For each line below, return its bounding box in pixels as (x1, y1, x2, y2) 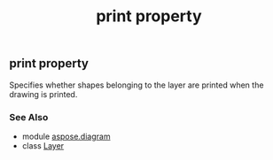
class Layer (21, 140, 65, 151)
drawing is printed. (9, 88, 78, 99)
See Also (9, 110, 49, 123)
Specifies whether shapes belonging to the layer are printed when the (9, 80, 264, 90)
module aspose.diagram (21, 131, 111, 141)
